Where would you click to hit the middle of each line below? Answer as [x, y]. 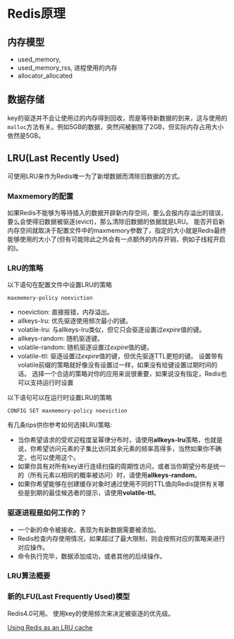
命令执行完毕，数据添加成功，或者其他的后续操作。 [92, 556]
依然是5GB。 [26, 135]
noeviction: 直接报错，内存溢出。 [66, 312]
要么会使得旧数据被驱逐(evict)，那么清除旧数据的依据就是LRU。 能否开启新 [116, 221]
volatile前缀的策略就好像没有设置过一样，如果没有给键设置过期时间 [114, 365]
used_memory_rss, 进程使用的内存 [67, 68]
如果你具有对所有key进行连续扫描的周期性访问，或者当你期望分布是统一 [121, 466]
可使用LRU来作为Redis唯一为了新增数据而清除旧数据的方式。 [96, 176]
